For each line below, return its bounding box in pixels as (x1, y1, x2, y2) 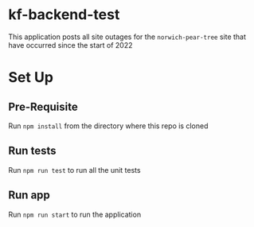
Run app (8, 189, 50, 202)
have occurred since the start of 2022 (8, 40, 133, 49)
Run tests (8, 144, 57, 158)
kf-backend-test (8, 6, 120, 24)
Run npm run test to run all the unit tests (8, 165, 141, 174)
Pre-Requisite (8, 100, 78, 113)
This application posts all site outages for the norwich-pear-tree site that (8, 32, 247, 41)
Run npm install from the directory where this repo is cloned (8, 121, 209, 131)
